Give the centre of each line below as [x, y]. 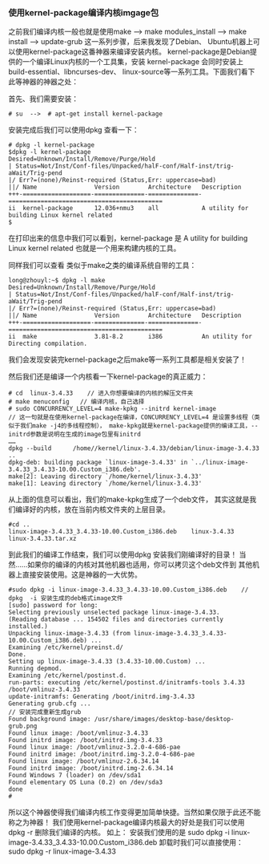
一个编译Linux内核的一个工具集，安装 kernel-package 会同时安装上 [133, 62]
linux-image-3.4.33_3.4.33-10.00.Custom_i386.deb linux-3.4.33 [121, 532]
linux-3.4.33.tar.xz [43, 539]
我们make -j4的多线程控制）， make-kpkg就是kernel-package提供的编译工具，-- [139, 426]
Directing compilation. [48, 344]
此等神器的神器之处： [43, 82]
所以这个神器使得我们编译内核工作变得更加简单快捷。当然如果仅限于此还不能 [134, 813]
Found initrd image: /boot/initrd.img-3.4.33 [85, 740]
